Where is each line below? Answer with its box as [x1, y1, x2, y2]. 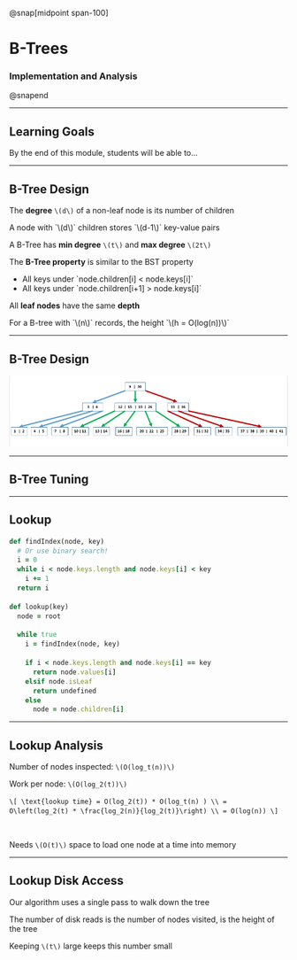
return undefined [32, 686, 97, 695]
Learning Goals [9, 124, 95, 139]
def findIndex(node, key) [9, 537, 104, 546]
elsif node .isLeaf [25, 677, 93, 685]
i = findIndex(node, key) [25, 639, 121, 649]
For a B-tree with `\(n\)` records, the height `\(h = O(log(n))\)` [9, 318, 230, 329]
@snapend [9, 90, 49, 101]
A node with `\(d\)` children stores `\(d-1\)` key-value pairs [9, 222, 220, 233]
